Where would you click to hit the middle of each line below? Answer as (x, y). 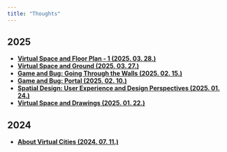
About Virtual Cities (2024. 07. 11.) (68, 142)
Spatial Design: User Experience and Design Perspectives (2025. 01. (118, 89)
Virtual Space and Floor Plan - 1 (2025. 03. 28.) (87, 59)
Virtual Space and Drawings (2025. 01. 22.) (81, 103)
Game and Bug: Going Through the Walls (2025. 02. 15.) (100, 73)
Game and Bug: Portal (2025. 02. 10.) (72, 81)
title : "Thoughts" (34, 14)
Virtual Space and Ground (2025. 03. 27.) (78, 66)
